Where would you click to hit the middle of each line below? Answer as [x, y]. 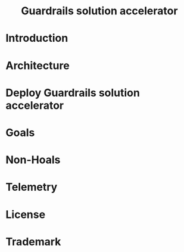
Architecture [38, 65]
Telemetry [32, 187]
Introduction [37, 38]
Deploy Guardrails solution [73, 93]
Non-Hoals [33, 160]
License [26, 214]
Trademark [33, 242]
